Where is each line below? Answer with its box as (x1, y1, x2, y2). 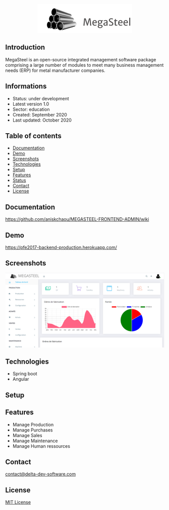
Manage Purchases (12, 427, 53, 433)
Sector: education (12, 106, 50, 112)
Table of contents (5, 132, 62, 140)
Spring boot (12, 371, 37, 377)
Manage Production (12, 421, 54, 427)
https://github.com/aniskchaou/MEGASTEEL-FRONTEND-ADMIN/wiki (5, 216, 149, 222)
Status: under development (12, 95, 69, 101)
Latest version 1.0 (12, 101, 49, 107)
